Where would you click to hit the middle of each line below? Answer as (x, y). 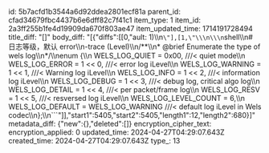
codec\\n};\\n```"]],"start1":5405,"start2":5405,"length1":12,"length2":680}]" (132, 115)
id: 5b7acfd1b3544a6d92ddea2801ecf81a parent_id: (94, 12)
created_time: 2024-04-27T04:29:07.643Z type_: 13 (94, 141)
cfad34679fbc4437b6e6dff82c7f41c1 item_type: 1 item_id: (104, 20)
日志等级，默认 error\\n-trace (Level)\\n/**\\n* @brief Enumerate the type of (134, 46)
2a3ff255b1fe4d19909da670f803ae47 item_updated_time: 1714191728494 (130, 28)
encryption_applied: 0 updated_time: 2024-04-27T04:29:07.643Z (116, 132)
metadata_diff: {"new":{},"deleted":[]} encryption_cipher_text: (110, 124)
